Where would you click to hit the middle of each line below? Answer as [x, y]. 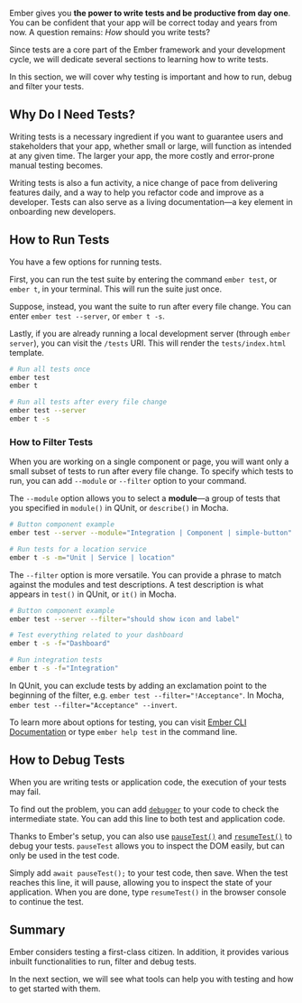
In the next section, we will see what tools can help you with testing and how [151, 979]
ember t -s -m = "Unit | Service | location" [92, 557]
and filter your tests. [46, 86]
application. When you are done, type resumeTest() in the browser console [148, 892]
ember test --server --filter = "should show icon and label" [125, 619]
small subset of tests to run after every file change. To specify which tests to [151, 471]
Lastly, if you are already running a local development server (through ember [150, 333]
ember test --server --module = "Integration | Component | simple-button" [151, 533]
